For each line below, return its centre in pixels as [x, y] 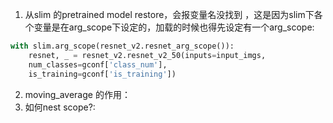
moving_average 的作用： [77, 94]
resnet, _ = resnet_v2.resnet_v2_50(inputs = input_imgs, [147, 55]
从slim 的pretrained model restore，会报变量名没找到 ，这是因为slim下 [169, 14]
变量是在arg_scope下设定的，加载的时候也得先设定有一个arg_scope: [174, 27]
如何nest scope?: [60, 107]
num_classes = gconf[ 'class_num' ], [98, 64]
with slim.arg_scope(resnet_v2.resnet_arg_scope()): [122, 46]
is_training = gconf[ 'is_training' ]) [102, 74]
